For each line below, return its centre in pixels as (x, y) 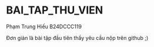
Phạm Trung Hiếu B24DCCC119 (44, 26)
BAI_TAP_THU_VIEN (55, 10)
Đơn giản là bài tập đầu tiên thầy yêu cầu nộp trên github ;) (77, 38)
